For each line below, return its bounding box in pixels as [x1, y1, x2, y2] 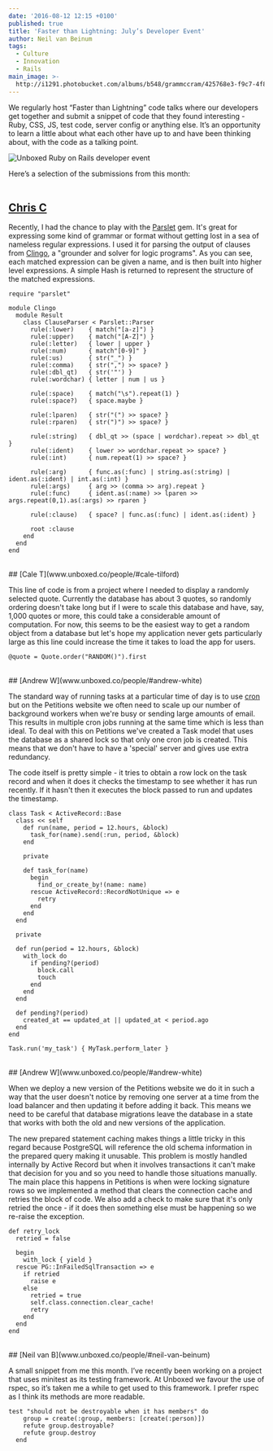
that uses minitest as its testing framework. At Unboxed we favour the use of [8, 1374, 265, 1384]
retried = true [29, 1291, 82, 1300]
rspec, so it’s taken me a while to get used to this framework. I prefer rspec [8, 1383, 259, 1393]
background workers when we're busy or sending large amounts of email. [8, 709, 256, 719]
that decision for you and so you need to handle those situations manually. [8, 1168, 258, 1178]
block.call [37, 967, 75, 975]
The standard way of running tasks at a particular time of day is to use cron [8, 691, 260, 701]
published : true [8, 20, 63, 28]
